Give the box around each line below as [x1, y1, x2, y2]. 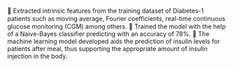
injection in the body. [7, 52, 68, 60]
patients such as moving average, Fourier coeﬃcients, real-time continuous [7, 15, 226, 22]
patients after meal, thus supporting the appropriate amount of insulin [7, 45, 208, 52]
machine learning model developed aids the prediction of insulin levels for [7, 37, 220, 45]
